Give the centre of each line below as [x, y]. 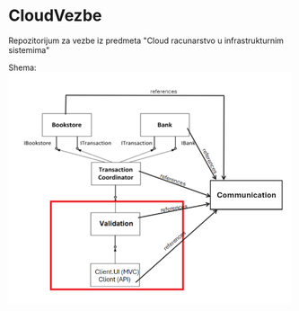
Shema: [22, 67]
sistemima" [29, 49]
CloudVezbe [55, 16]
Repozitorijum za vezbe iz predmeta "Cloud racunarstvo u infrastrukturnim [146, 40]
